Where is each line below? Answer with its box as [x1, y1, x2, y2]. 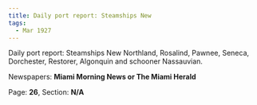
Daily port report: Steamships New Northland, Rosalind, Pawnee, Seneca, [8, 49, 250, 58]
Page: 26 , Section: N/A [8, 87, 85, 97]
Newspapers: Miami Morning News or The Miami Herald [8, 72, 197, 82]
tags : [8, 19, 26, 27]
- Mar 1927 [15, 26, 52, 34]
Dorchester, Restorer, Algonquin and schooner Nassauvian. [8, 56, 204, 66]
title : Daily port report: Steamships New [8, 11, 152, 20]
